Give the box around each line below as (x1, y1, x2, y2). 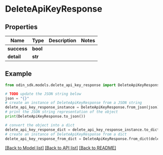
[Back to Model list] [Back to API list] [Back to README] (5, 145, 116, 151)
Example (5, 69, 32, 78)
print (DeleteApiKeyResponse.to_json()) (5, 114, 86, 119)
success (7, 45, 28, 52)
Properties (5, 23, 38, 31)
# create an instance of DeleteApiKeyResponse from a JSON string (5, 101, 142, 105)
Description (49, 37, 77, 44)
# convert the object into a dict (5, 122, 75, 127)
